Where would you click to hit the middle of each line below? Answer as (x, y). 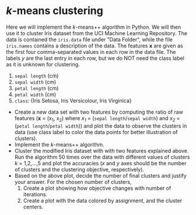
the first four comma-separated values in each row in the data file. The (91, 52)
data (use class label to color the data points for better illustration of (96, 132)
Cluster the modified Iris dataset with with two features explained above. (101, 151)
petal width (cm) (35, 94)
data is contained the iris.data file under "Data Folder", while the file (90, 39)
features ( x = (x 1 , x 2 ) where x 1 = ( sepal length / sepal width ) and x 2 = (97, 119)
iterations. (35, 194)
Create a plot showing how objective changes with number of (97, 188)
